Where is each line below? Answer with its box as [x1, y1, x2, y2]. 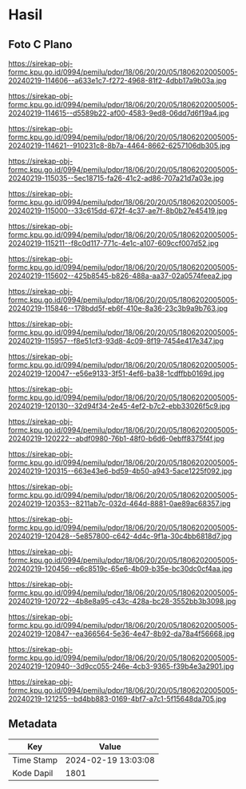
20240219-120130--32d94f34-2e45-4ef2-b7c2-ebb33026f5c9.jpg [8, 401, 230, 410]
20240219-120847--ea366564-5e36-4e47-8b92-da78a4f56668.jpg [8, 629, 236, 638]
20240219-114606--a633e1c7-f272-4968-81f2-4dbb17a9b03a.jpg [8, 76, 227, 85]
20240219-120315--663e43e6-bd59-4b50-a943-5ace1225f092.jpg [8, 466, 232, 476]
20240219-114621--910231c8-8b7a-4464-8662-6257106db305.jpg [8, 141, 231, 150]
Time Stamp [12, 755, 58, 766]
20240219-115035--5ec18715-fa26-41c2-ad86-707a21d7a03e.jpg [8, 174, 224, 183]
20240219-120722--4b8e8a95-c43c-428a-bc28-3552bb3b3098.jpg [8, 597, 236, 606]
